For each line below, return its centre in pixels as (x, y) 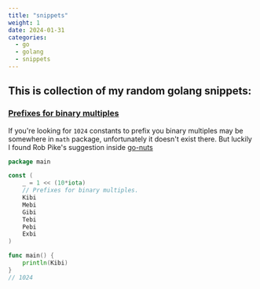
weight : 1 (24, 23)
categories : (27, 37)
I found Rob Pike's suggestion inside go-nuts (81, 147)
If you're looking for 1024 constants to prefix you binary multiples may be (126, 130)
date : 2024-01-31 (37, 30)
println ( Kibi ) (45, 263)
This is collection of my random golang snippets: (130, 91)
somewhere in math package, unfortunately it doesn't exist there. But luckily (130, 139)
